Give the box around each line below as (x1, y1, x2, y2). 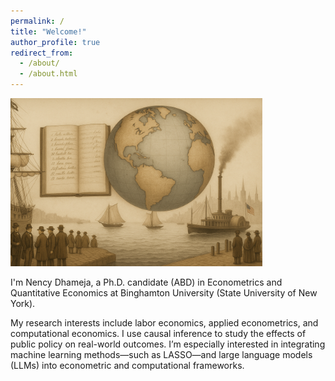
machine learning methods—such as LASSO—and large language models (10, 348, 313, 360)
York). (10, 297, 36, 309)
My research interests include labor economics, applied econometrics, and (10, 316, 319, 329)
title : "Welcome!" (10, 26, 87, 37)
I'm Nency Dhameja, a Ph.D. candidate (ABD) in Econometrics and (10, 276, 283, 288)
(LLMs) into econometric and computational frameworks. (10, 359, 245, 371)
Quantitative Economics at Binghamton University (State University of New (10, 286, 318, 299)
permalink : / (10, 16, 65, 26)
